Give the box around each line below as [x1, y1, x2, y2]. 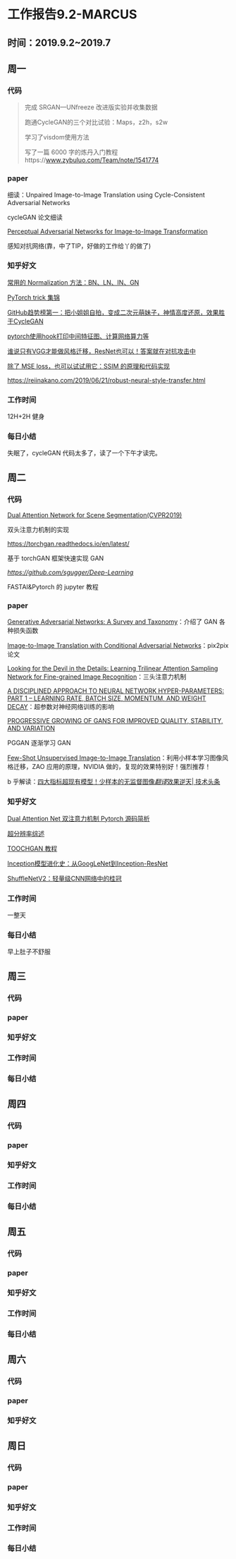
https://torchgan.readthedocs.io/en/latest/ [7, 540, 130, 548]
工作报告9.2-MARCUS [7, 6, 137, 23]
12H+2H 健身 [7, 412, 45, 421]
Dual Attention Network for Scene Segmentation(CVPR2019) [7, 511, 182, 519]
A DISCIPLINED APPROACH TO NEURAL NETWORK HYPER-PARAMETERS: [7, 686, 225, 695]
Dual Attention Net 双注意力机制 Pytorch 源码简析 [7, 814, 150, 822]
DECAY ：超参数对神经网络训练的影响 [7, 703, 115, 711]
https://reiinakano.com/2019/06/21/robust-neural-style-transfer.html [7, 376, 206, 384]
